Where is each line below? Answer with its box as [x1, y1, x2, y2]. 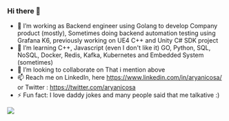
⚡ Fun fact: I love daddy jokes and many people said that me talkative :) [17, 91, 220, 99]
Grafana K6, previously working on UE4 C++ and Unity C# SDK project [17, 36, 219, 45]
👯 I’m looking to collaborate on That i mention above [17, 65, 166, 74]
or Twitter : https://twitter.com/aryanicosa [17, 83, 136, 91]
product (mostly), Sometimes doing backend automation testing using [17, 29, 216, 37]
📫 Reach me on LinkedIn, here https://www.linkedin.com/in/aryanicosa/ [17, 74, 222, 82]
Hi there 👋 [7, 6, 41, 16]
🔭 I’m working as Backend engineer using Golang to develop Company [17, 22, 218, 30]
